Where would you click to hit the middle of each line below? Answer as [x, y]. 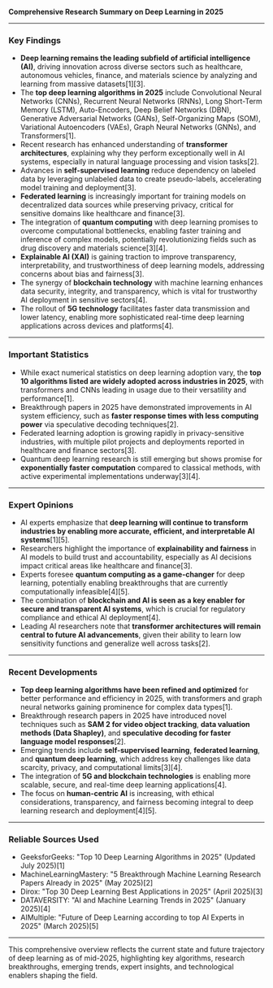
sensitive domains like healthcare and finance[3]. [102, 214]
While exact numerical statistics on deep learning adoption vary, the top [141, 372]
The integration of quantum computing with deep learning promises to [139, 222]
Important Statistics [49, 355]
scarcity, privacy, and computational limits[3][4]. [101, 768]
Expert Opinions [41, 505]
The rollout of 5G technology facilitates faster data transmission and [135, 309]
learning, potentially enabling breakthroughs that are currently [124, 583]
